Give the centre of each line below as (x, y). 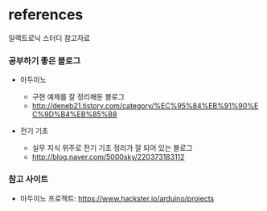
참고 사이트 (29, 180)
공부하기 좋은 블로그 (45, 60)
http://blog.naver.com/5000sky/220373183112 (108, 157)
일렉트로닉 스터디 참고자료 (49, 38)
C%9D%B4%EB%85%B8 (74, 115)
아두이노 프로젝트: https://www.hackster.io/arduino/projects (117, 198)
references (46, 15)
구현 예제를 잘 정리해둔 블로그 (78, 97)
